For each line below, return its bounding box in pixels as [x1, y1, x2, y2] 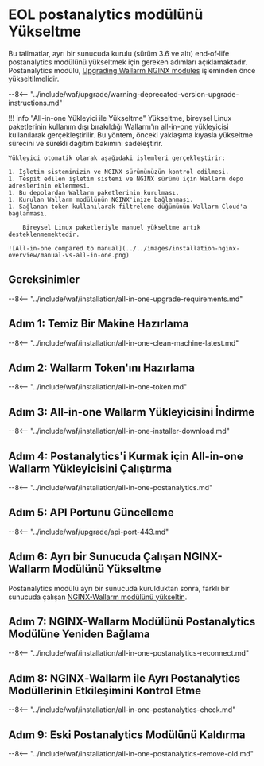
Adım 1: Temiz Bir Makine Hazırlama [8, 317, 189, 331]
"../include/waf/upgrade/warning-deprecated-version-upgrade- [30, 89, 239, 99]
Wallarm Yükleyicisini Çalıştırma [8, 462, 173, 475]
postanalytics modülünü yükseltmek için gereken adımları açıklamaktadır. [8, 57, 248, 67]
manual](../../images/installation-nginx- [96, 244, 240, 252]
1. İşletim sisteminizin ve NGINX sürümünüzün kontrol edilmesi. [8, 168, 229, 176]
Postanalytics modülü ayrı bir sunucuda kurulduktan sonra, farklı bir [8, 583, 230, 593]
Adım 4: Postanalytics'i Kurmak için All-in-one [8, 449, 244, 462]
